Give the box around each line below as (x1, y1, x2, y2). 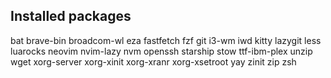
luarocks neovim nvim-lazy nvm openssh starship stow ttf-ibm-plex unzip (10, 45, 313, 57)
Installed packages (10, 8, 132, 25)
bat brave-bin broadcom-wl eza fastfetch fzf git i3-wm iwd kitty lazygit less (10, 34, 322, 46)
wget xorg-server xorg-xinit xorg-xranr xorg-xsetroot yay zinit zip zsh (10, 55, 297, 68)
